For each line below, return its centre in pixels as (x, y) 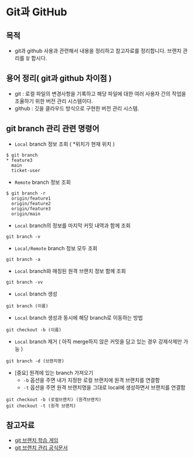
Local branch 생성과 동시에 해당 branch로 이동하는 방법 (79, 317)
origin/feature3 (31, 209)
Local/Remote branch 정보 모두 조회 (56, 248)
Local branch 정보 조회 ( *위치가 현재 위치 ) (65, 144)
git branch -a (23, 259)
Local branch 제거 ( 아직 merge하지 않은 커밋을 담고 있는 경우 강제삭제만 (98, 341)
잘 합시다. (36, 58)
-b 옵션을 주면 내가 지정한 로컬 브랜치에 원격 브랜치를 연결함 (91, 380)
